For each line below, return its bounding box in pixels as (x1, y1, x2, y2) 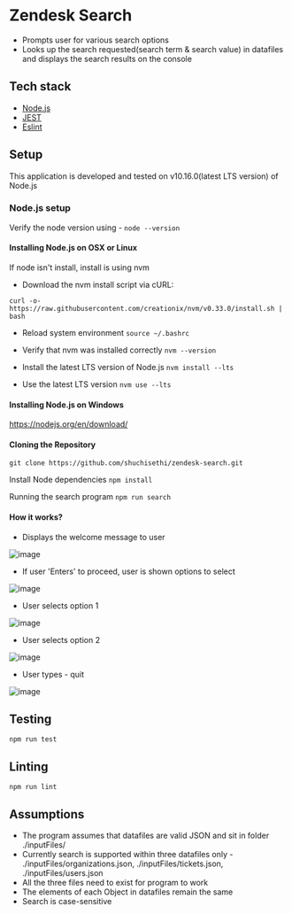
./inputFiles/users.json (21, 868, 104, 879)
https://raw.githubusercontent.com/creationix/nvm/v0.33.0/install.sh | (9, 305, 283, 314)
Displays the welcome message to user (21, 531, 165, 542)
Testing (9, 712, 52, 727)
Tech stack (9, 79, 72, 94)
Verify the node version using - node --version (9, 222, 181, 233)
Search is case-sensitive (21, 896, 112, 907)
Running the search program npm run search (9, 492, 171, 502)
